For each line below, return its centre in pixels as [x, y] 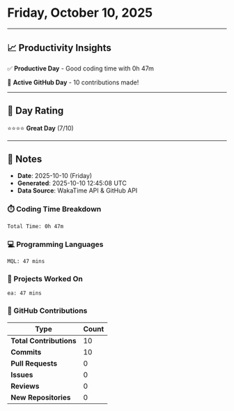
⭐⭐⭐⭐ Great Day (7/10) [41, 128]
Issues [22, 375]
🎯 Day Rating [36, 111]
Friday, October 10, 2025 [80, 13]
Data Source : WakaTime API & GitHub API [77, 190]
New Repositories [41, 397]
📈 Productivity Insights [59, 48]
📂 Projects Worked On [45, 278]
